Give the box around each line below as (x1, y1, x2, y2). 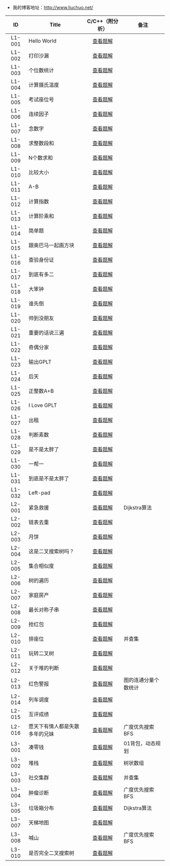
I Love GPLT (28, 402, 57, 409)
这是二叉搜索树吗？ (28, 548, 74, 555)
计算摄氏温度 (28, 82, 59, 88)
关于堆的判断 (28, 665, 59, 671)
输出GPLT (28, 358, 52, 365)
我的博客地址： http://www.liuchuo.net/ (12, 5, 94, 10)
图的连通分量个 (123, 676, 159, 683)
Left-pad (28, 489, 51, 496)
